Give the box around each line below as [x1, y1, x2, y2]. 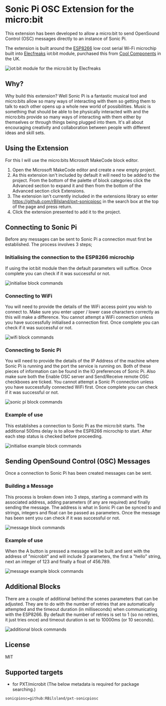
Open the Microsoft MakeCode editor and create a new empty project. [12, 167, 156, 173]
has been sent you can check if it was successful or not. [5, 515, 120, 521]
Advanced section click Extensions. [12, 188, 85, 194]
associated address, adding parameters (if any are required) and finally [5, 499, 150, 505]
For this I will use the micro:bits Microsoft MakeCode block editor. [5, 157, 139, 163]
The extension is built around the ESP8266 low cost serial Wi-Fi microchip [5, 45, 157, 51]
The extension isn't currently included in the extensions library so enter [12, 193, 158, 199]
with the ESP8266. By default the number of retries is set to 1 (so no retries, [5, 611, 160, 617]
